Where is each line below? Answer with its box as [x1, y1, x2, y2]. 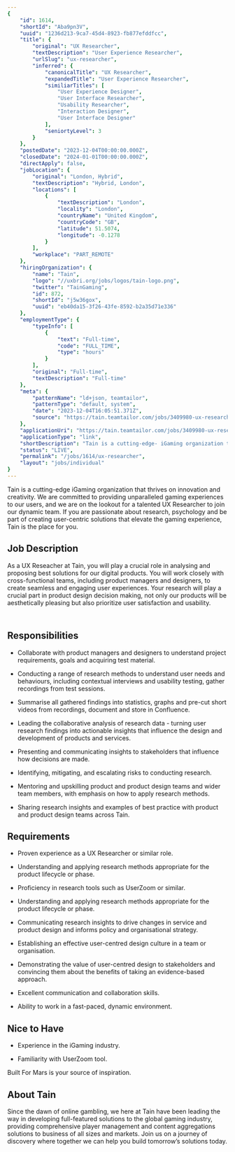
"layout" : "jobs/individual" [20, 459, 105, 466]
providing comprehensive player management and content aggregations [7, 1122, 215, 1130]
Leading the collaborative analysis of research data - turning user [17, 719, 206, 727]
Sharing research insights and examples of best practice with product [17, 803, 219, 811]
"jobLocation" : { [20, 166, 71, 174]
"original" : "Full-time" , [32, 368, 108, 375]
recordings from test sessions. [17, 684, 106, 693]
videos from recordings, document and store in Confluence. [17, 705, 190, 714]
